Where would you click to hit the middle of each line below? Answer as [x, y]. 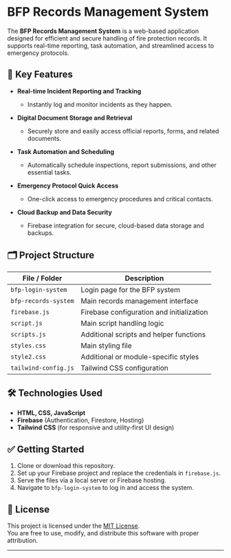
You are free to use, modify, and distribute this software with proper [103, 533]
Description [144, 278]
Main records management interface [140, 301]
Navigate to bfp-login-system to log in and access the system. [106, 488]
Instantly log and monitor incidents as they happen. [100, 104]
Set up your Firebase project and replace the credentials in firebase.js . [119, 473]
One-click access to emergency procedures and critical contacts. [120, 199]
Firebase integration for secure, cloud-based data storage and [115, 225]
